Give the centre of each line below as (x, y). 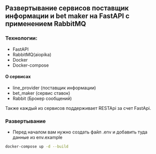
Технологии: (21, 38)
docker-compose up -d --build (37, 147)
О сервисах (18, 77)
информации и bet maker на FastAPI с (67, 16)
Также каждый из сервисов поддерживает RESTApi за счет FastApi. (78, 108)
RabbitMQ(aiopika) (32, 54)
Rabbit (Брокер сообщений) (42, 98)
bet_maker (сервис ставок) (41, 93)
